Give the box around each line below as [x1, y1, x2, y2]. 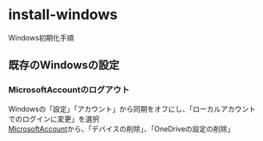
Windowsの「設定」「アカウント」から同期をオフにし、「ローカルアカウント [8, 104, 257, 113]
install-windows [8, 6, 118, 24]
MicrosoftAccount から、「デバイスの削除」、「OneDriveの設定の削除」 [8, 123, 235, 133]
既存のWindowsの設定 [8, 58, 120, 72]
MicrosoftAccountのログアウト [8, 84, 130, 96]
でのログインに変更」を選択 [8, 114, 100, 123]
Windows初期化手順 [8, 33, 74, 42]
